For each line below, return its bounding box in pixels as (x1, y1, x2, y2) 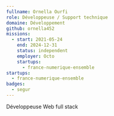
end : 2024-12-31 (17, 42, 58, 48)
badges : (6, 81, 26, 87)
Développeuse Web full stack (6, 103, 79, 110)
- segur (11, 87, 31, 93)
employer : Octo (17, 53, 55, 59)
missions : (6, 31, 31, 37)
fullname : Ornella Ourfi (6, 8, 68, 15)
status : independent (17, 48, 68, 54)
